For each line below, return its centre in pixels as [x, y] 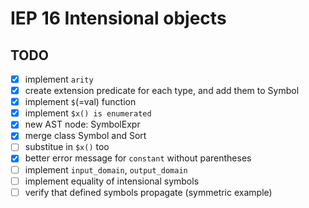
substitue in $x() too [67, 147]
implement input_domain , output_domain [106, 169]
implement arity [59, 79]
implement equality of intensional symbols [112, 181]
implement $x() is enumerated [88, 113]
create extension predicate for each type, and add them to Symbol [162, 91]
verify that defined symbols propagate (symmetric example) [148, 192]
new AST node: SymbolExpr [82, 124]
